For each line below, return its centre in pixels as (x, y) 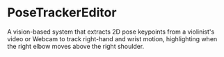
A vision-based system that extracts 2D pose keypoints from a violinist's (111, 32)
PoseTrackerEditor (62, 13)
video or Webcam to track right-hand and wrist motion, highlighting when (112, 38)
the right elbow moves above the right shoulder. (76, 46)
